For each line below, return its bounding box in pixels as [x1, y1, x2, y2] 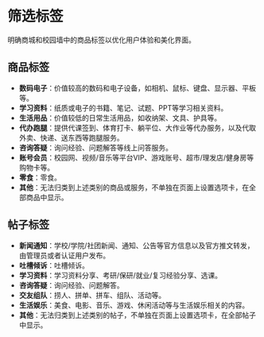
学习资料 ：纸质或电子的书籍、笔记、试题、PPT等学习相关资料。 [18, 103, 228, 112]
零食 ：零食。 [18, 172, 61, 182]
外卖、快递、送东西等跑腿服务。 [18, 133, 124, 142]
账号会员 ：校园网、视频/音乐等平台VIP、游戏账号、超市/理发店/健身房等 [18, 153, 254, 162]
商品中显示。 [25, 192, 68, 202]
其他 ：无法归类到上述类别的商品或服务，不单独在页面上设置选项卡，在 [18, 182, 250, 192]
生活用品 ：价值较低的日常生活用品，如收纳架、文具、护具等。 [18, 113, 222, 122]
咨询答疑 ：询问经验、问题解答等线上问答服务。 [18, 142, 173, 152]
